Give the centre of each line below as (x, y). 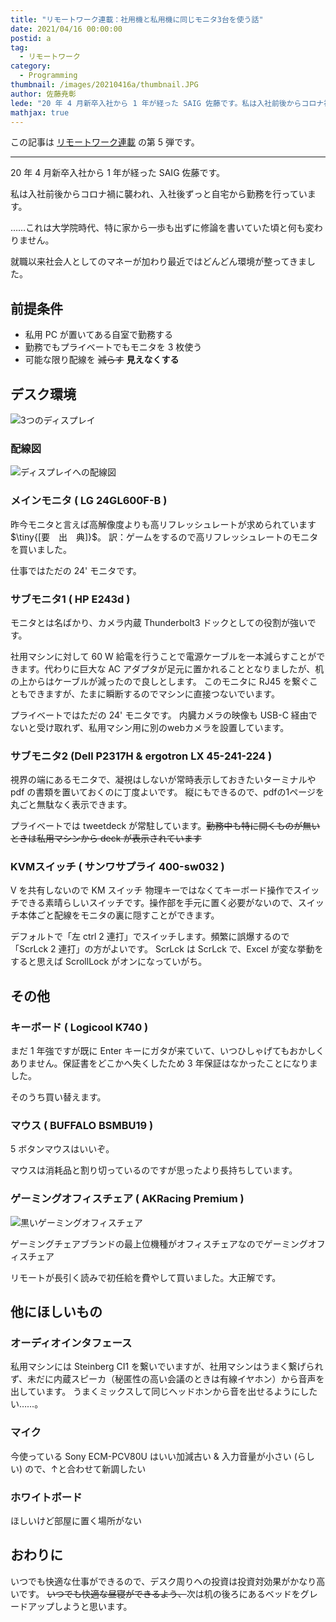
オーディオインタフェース (71, 1343)
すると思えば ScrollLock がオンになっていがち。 (109, 962)
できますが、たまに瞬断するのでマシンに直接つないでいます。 (153, 693)
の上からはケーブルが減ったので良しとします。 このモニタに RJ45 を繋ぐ (160, 681)
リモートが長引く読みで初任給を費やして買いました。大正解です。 (146, 1277)
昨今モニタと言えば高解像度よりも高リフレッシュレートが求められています (163, 524)
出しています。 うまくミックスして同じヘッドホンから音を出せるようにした (164, 1392)
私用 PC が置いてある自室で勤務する (98, 335)
